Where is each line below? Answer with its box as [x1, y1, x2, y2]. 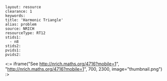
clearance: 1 [5, 9, 32, 14]
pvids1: [5, 48, 21, 53]
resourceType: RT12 [5, 31, 46, 36]
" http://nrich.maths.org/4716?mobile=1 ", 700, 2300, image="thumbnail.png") [5, 66, 163, 72]
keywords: [5, 13, 26, 18]
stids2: [5, 43, 21, 48]
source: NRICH [5, 26, 35, 31]
